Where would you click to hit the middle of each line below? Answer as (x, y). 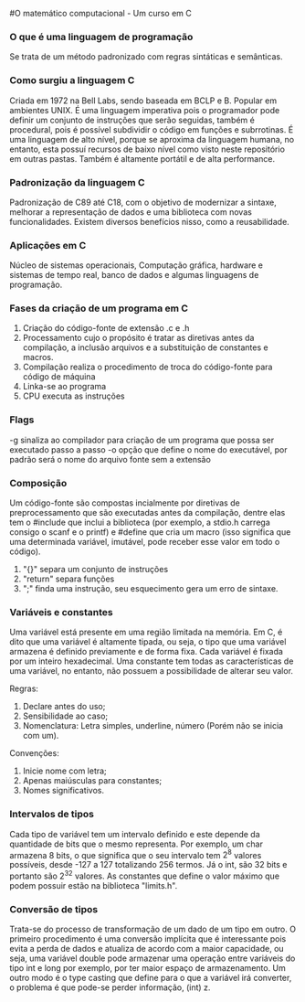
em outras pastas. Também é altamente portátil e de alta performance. (142, 158)
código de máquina (59, 377)
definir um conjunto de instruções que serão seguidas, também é (132, 120)
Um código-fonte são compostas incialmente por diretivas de (125, 503)
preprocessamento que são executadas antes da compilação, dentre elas (147, 513)
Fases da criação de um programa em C (99, 308)
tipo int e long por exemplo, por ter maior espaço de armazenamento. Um (147, 968)
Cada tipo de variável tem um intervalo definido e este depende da (135, 834)
